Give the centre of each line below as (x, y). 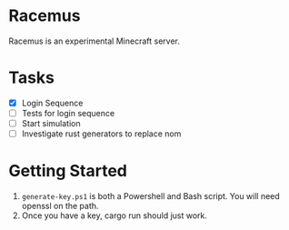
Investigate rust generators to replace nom (101, 134)
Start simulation (51, 123)
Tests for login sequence (68, 113)
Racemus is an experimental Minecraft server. (95, 41)
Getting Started (68, 171)
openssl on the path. (60, 206)
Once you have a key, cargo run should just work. (115, 215)
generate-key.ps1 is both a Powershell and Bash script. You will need (151, 196)
